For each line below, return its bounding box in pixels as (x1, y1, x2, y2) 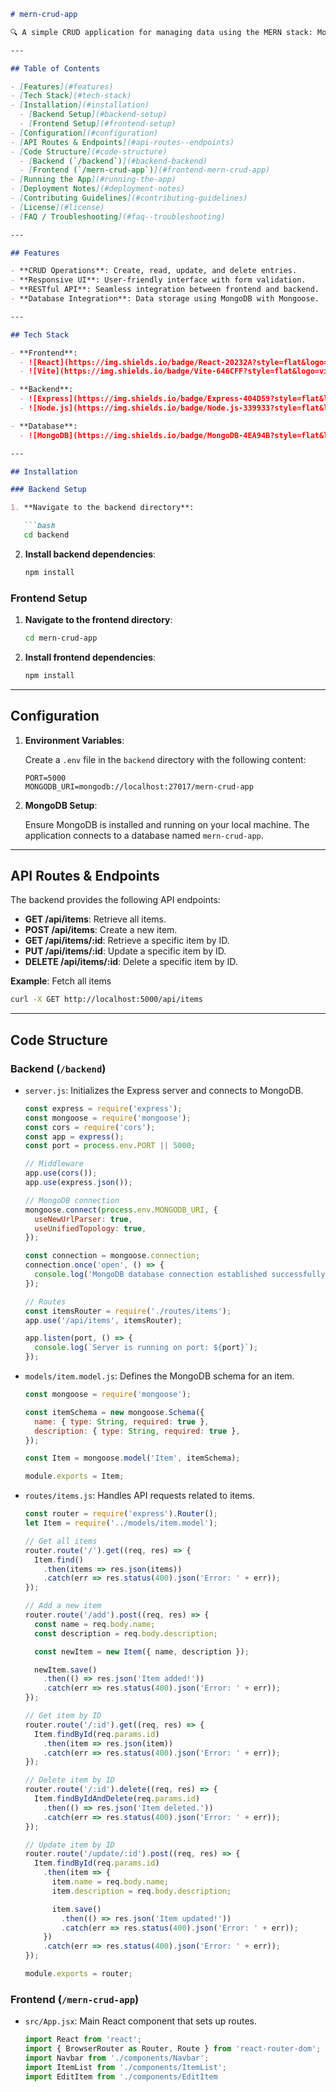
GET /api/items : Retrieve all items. (24, 913, 167, 925)
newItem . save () (34, 1665, 98, 1675)
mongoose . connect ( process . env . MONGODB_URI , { (24, 1205, 218, 1215)
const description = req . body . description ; (34, 1628, 218, 1639)
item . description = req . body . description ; (51, 1886, 232, 1896)
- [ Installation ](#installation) (10, 100, 150, 110)
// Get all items (24, 1536, 98, 1546)
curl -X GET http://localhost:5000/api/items (10, 995, 203, 1005)
